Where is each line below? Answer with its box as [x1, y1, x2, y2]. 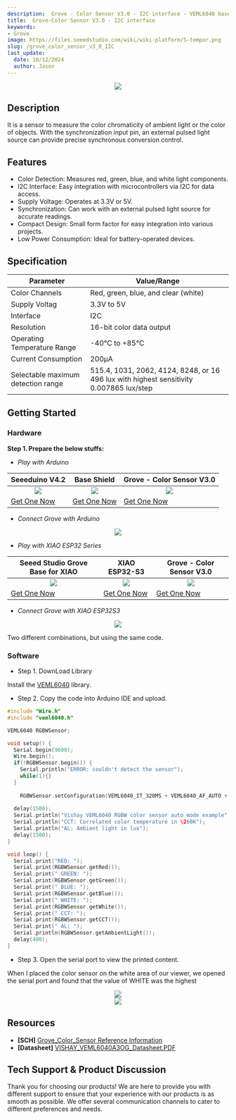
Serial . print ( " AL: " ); [13, 923, 83, 930]
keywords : [7, 23, 37, 30]
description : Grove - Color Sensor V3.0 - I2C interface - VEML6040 [7, 10, 216, 18]
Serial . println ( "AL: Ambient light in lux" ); [13, 825, 150, 832]
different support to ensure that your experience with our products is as [7, 1090, 215, 1098]
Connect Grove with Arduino [17, 514, 100, 522]
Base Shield [74, 474, 115, 484]
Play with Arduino [17, 457, 69, 466]
